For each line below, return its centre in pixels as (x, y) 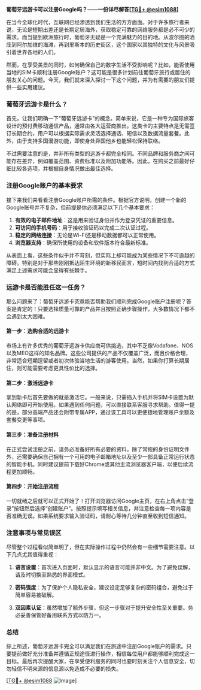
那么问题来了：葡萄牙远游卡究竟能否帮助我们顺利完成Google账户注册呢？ (96, 301)
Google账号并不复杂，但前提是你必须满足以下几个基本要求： (81, 207)
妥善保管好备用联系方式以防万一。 (62, 615)
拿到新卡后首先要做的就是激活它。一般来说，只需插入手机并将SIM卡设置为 (98, 397)
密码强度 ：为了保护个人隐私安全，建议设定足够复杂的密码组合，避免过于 (104, 587)
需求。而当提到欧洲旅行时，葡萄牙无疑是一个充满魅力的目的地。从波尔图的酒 (100, 37)
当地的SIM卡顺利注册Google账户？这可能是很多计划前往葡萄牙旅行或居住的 (98, 72)
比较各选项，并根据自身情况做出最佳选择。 (64, 169)
